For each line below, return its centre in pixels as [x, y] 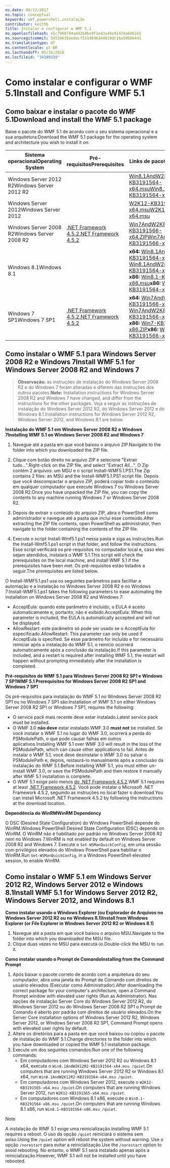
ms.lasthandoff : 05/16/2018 [35, 52]
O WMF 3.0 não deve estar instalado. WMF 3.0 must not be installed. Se [88, 728]
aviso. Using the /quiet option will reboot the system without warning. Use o [84, 1139]
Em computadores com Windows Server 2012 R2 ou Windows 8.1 [88, 1061]
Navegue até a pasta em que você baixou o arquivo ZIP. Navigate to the [87, 445]
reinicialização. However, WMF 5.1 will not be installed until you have [76, 1156]
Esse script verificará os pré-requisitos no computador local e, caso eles [88, 550]
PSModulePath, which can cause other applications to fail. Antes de [83, 750]
